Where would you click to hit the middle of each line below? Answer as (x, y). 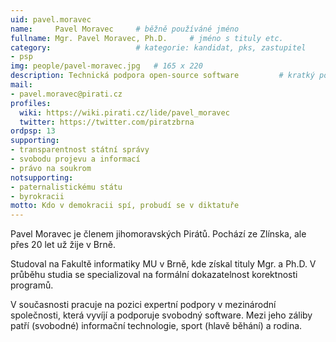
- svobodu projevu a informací (75, 159)
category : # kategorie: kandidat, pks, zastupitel (158, 47)
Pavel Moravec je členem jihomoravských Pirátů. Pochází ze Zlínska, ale (158, 234)
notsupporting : (42, 177)
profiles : (31, 103)
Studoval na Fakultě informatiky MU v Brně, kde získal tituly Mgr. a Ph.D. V (163, 264)
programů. (32, 285)
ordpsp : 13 (33, 131)
